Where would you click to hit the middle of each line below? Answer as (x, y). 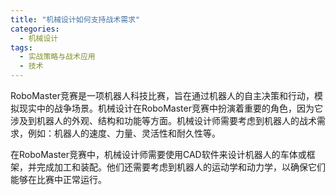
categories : (35, 29)
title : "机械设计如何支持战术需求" (75, 19)
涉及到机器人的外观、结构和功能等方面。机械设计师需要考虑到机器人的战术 (163, 120)
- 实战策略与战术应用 (57, 57)
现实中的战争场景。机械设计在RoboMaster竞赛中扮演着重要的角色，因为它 (170, 108)
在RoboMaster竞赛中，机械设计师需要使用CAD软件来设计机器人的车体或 (158, 154)
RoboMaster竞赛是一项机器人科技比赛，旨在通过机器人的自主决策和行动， (162, 95)
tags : (21, 47)
